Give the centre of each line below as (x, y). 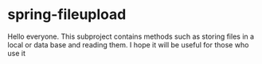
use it (16, 53)
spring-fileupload (67, 15)
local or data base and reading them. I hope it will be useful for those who (128, 44)
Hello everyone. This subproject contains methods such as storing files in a (131, 36)
